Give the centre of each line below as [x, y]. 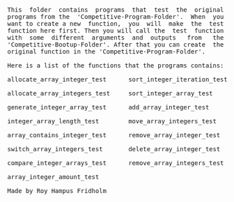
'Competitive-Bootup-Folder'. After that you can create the [116, 45]
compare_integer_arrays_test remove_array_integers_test [116, 163]
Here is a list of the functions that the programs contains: [116, 65]
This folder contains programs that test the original [116, 10]
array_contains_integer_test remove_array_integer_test [114, 135]
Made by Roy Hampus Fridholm [57, 191]
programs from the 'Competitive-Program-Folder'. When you [116, 17]
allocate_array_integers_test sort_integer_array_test [110, 93]
